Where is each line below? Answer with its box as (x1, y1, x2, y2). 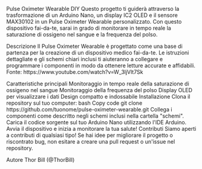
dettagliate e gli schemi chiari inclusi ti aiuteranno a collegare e (6, 56, 163, 62)
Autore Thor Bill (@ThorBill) (6, 156, 75, 163)
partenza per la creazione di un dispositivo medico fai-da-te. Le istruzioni (6, 49, 189, 56)
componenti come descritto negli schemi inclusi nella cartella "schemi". (6, 112, 184, 119)
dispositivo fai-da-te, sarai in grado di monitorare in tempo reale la (6, 24, 171, 31)
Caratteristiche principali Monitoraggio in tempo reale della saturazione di (6, 80, 189, 87)
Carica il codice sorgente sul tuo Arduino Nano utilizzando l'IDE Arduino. (6, 119, 187, 126)
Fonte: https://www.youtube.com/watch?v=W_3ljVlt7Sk (6, 68, 143, 75)
